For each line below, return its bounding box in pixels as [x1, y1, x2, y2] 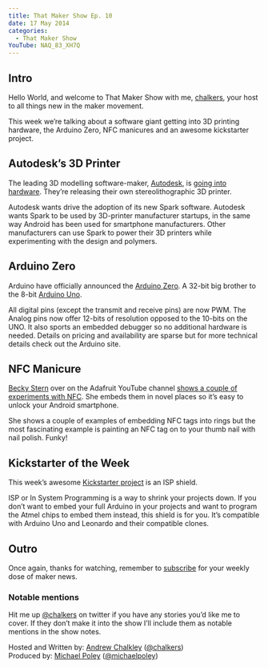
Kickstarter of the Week [8, 456, 130, 470]
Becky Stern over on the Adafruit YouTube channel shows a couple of [8, 383, 238, 393]
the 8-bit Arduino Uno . [8, 289, 82, 299]
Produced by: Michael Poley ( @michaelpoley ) [8, 651, 158, 661]
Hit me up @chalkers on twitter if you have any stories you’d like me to [8, 610, 241, 620]
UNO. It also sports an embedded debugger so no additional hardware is [8, 322, 247, 331]
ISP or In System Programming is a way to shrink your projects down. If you [8, 493, 257, 503]
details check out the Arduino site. [8, 338, 122, 349]
